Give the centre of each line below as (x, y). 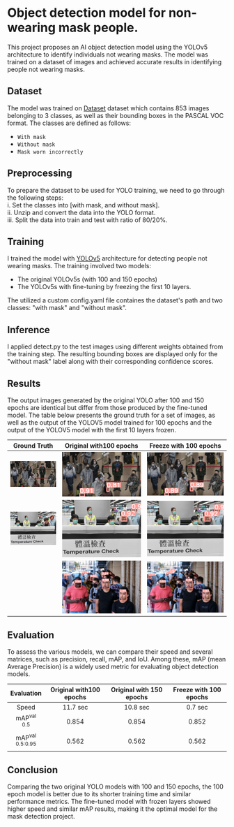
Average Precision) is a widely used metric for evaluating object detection (113, 667)
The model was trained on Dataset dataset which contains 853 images (108, 108)
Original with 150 (137, 689)
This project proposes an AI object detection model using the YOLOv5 (107, 47)
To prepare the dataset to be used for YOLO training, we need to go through (116, 190)
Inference (29, 330)
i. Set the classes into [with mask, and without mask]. (84, 205)
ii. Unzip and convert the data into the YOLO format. (81, 212)
